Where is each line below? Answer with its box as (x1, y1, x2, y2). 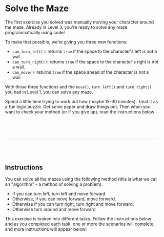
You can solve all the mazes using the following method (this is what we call (5, 176, 158, 182)
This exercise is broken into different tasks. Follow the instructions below (5, 216, 151, 222)
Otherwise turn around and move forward (12, 206, 96, 213)
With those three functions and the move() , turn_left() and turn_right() (5, 84, 152, 89)
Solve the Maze (5, 3, 69, 14)
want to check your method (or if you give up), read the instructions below (5, 108, 155, 115)
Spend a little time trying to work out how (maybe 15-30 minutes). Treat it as (5, 98, 158, 104)
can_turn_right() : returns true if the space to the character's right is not (12, 59, 159, 65)
